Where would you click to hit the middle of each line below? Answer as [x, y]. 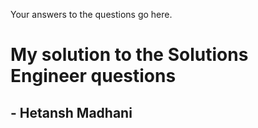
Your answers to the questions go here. [91, 14]
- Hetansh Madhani [71, 112]
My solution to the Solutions [129, 55]
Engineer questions [93, 76]
